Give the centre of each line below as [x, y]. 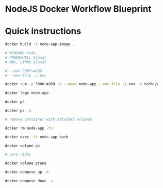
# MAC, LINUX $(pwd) [26, 62]
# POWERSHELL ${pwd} [26, 57]
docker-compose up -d [27, 172]
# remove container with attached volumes [49, 119]
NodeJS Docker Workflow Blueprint [78, 9]
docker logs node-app [27, 93]
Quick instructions [43, 31]
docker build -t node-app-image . [40, 44]
